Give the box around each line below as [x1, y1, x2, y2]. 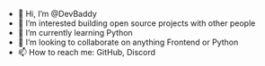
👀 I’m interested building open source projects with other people [17, 18, 256, 29]
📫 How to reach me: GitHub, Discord [17, 47, 155, 57]
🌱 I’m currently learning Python [17, 28, 133, 37]
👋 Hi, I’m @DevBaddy [17, 9, 97, 19]
